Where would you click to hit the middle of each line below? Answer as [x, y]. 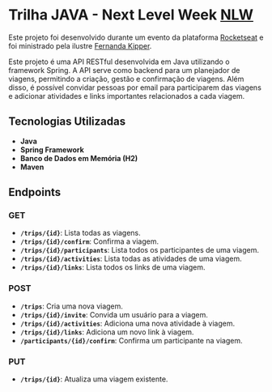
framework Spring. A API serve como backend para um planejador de [124, 70]
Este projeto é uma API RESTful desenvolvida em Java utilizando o [119, 62]
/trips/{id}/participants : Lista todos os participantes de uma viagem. [139, 250]
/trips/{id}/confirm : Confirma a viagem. [89, 241]
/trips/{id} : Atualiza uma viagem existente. [94, 379]
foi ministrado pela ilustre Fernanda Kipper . [80, 45]
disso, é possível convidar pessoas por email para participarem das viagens [135, 87]
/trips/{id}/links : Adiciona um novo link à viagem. [107, 332]
